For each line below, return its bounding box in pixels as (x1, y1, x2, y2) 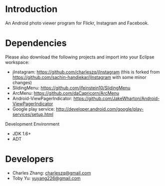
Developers (5, 154, 54, 165)
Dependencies (5, 37, 67, 49)
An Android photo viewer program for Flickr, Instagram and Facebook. (5, 20, 149, 26)
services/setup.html (12, 111, 54, 117)
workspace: (5, 59, 29, 65)
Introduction (5, 3, 58, 15)
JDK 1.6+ (12, 131, 31, 137)
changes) (12, 79, 32, 85)
